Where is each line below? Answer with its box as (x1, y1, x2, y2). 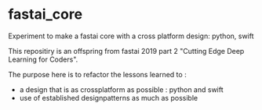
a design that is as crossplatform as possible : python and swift (19, 84, 224, 94)
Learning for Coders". (8, 55, 78, 64)
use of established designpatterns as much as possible (19, 93, 198, 102)
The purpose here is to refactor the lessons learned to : (8, 69, 187, 79)
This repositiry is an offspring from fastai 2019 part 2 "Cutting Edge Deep (8, 46, 245, 55)
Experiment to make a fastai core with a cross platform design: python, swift (8, 31, 254, 41)
